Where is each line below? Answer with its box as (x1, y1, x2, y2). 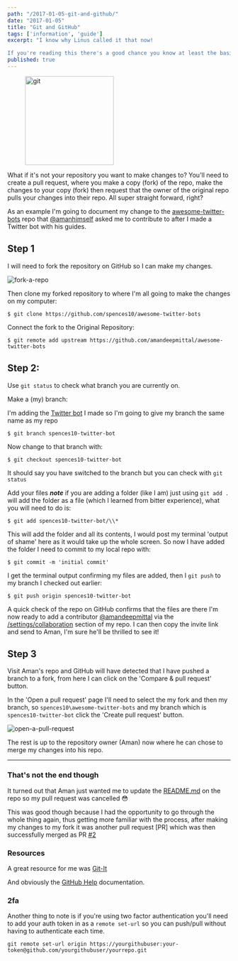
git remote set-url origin (7, 940, 87, 948)
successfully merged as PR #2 (7, 830, 96, 839)
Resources (7, 848, 45, 858)
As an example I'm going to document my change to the (7, 207, 171, 215)
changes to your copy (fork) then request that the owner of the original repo (7, 185, 229, 194)
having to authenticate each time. (7, 927, 105, 935)
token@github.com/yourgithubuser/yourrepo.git (7, 947, 147, 954)
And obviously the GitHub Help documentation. (7, 878, 145, 886)
